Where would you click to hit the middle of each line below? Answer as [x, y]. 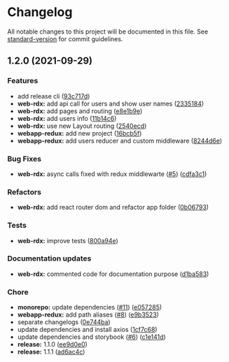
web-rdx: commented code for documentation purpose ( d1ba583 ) [113, 274]
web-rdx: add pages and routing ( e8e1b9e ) [80, 111]
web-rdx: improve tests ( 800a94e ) [68, 240]
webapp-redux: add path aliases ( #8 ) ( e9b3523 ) [88, 314]
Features [23, 81]
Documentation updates [49, 259]
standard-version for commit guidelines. [65, 38]
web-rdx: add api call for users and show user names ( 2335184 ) [111, 103]
